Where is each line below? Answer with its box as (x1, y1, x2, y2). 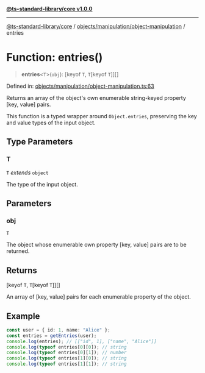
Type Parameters (6, 137, 73, 147)
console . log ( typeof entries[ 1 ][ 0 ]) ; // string (6, 355, 127, 361)
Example (6, 311, 40, 321)
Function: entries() (6, 51, 103, 65)
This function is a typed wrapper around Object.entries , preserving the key (6, 112, 197, 119)
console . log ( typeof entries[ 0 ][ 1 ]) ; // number (6, 350, 127, 356)
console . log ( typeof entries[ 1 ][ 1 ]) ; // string (6, 361, 127, 368)
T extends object (6, 169, 49, 176)
